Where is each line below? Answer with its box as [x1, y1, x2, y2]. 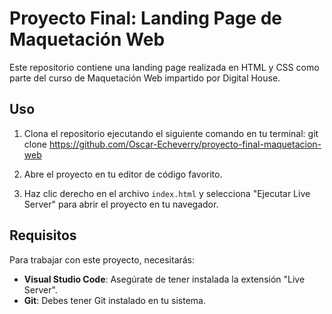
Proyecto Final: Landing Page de [9, 7, 282, 30]
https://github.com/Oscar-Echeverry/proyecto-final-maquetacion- [48, 138, 322, 150]
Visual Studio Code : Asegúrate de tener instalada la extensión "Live [23, 273, 306, 285]
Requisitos [9, 227, 77, 244]
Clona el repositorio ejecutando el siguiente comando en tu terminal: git [23, 127, 319, 139]
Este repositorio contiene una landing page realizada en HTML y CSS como [9, 61, 320, 73]
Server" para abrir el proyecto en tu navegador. [23, 198, 219, 210]
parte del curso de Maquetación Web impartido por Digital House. [9, 72, 281, 84]
